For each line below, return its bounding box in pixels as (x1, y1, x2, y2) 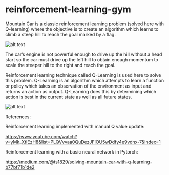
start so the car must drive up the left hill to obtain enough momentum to (5, 56, 159, 62)
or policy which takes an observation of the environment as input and (5, 83, 152, 89)
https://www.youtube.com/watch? (5, 133, 77, 139)
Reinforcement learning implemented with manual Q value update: (5, 123, 145, 129)
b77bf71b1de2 (5, 164, 35, 170)
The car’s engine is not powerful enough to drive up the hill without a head (5, 51, 162, 57)
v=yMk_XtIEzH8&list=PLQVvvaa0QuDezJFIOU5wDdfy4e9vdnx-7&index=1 (5, 139, 161, 145)
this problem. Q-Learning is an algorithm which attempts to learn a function (5, 77, 164, 83)
